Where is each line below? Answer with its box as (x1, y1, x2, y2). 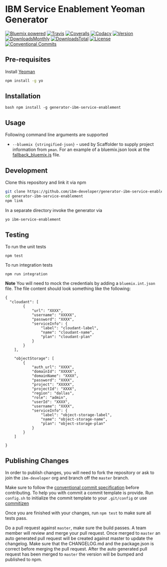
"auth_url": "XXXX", (31, 365, 75, 370)
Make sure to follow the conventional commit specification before (5, 485, 139, 491)
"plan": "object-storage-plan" (40, 421, 106, 426)
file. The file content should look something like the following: (5, 285, 131, 291)
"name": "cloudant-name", (40, 330, 94, 335)
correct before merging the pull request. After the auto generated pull (5, 546, 148, 552)
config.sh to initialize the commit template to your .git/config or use (5, 495, 147, 501)
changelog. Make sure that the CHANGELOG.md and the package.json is (5, 541, 154, 547)
